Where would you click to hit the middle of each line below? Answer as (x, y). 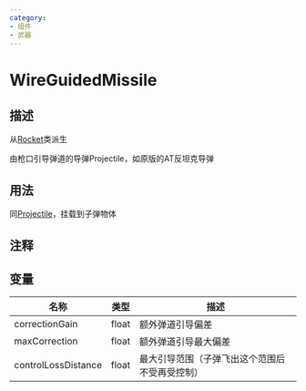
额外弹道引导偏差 (176, 324)
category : (28, 18)
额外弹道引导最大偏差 (185, 342)
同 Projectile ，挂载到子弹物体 (63, 214)
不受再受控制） (172, 373)
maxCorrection (46, 341)
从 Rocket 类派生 (39, 139)
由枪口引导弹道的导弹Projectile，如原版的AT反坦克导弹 (112, 159)
